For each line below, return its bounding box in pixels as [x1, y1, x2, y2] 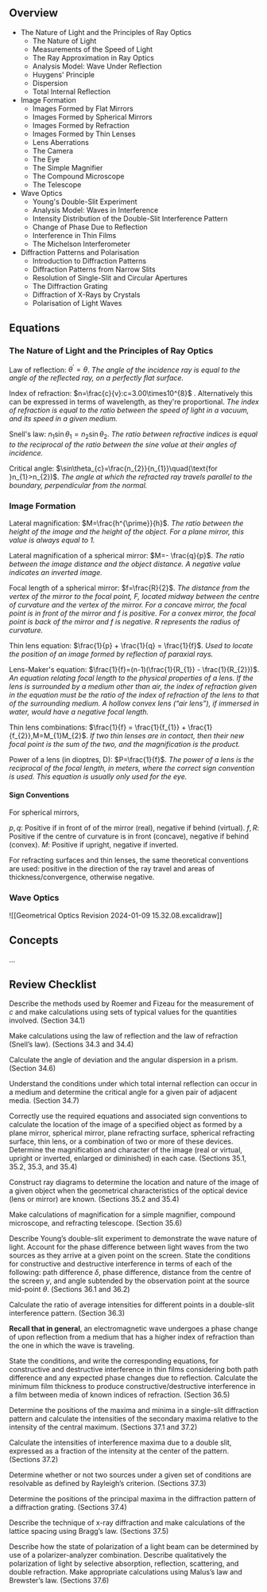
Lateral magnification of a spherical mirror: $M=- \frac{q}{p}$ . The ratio [9, 551, 245, 561]
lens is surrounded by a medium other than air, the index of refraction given [9, 682, 257, 691]
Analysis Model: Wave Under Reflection [32, 61, 162, 71]
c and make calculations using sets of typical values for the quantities [9, 1007, 238, 1017]
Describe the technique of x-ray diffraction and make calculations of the [9, 1518, 246, 1527]
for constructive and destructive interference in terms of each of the [9, 1259, 233, 1269]
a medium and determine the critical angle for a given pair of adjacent [9, 1087, 238, 1097]
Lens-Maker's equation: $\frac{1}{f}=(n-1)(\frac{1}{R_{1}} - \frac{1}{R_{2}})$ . [9, 665, 260, 675]
